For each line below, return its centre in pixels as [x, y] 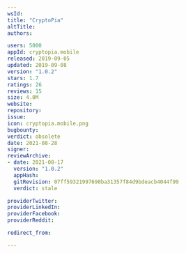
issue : [17, 117]
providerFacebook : [34, 214]
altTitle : [22, 26]
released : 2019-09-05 [39, 59]
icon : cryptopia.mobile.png [48, 123]
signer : [18, 149]
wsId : [15, 14]
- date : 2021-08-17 [36, 162]
